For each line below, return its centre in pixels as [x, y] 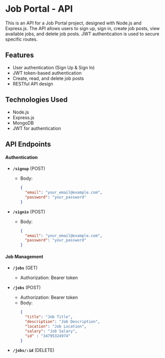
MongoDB [23, 123]
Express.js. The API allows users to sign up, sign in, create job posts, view [82, 28]
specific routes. [22, 39]
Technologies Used [36, 100]
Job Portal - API [39, 9]
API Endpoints [28, 144]
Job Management [24, 256]
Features [20, 55]
